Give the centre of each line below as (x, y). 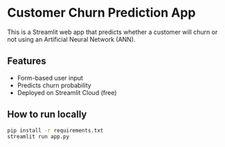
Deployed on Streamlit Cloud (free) (67, 92)
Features (27, 61)
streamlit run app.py (38, 137)
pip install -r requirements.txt (55, 130)
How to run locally (47, 115)
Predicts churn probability (54, 85)
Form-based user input (50, 78)
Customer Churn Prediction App (101, 13)
